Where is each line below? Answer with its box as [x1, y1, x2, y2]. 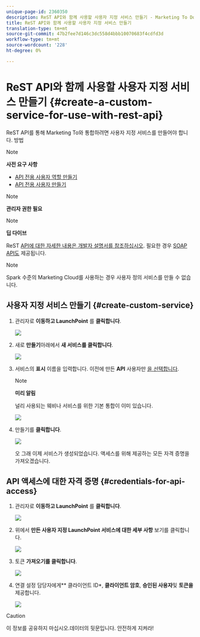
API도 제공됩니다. [6, 249, 46, 257]
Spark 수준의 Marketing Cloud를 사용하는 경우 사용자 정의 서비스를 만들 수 [6, 273, 180, 281]
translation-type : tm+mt [6, 25, 68, 32]
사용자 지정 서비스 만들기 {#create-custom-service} [6, 300, 194, 310]
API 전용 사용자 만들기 [14, 180, 67, 188]
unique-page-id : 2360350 [6, 8, 68, 15]
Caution [6, 613, 26, 620]
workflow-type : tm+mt [6, 36, 60, 42]
